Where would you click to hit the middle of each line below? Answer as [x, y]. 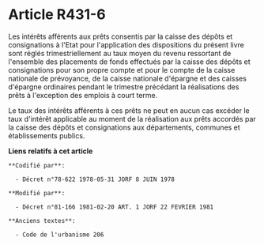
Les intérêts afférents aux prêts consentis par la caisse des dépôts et [121, 36]
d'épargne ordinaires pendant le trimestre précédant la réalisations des [124, 87]
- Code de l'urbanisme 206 [60, 235]
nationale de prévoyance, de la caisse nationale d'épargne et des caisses [128, 78]
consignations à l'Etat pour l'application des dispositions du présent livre [126, 44]
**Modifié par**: [37, 193]
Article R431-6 [57, 15]
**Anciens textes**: [42, 220]
